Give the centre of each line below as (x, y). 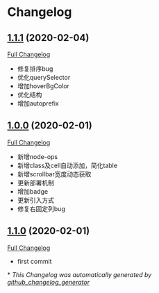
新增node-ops (37, 156)
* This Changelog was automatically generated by (79, 274)
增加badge (33, 191)
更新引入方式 (35, 200)
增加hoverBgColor (43, 86)
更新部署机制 (35, 183)
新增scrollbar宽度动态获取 (54, 174)
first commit (34, 261)
